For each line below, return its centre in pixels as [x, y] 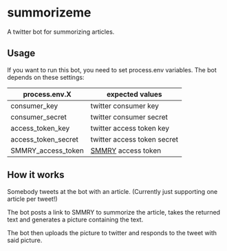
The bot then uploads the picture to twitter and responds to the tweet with [112, 232]
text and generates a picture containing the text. [75, 219]
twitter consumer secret [129, 117]
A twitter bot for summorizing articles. [61, 32]
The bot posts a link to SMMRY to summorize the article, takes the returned [114, 212]
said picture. [25, 240]
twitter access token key [130, 128]
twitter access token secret [134, 139]
